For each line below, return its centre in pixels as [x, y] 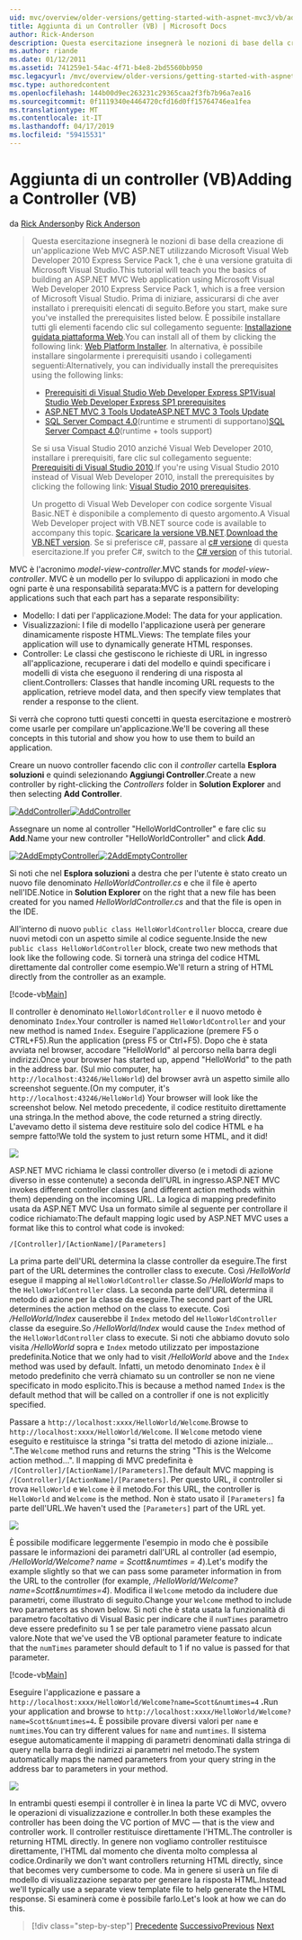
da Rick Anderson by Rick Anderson [75, 223]
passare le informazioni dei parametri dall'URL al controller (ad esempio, [143, 1552]
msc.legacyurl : [38, 77]
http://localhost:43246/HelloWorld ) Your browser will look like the [134, 1097]
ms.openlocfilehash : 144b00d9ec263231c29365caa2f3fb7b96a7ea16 [130, 93]
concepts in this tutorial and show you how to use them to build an [132, 738]
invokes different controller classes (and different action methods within [142, 1189]
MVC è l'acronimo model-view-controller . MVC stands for [115, 569]
